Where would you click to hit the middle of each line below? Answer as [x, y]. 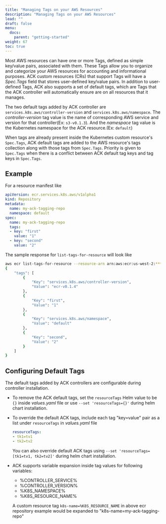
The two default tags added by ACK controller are [56, 107]
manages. [15, 97]
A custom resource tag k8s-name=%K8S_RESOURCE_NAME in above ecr [79, 505]
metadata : [15, 204]
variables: [22, 471]
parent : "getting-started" [42, 38]
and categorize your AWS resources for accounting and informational [76, 71]
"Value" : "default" [51, 323]
